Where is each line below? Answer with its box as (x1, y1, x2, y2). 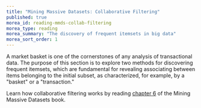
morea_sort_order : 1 (6, 36, 58, 42)
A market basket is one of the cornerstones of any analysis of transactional (6, 53, 193, 60)
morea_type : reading (6, 25, 58, 32)
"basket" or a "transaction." (6, 78, 75, 85)
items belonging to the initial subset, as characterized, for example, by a (6, 72, 185, 79)
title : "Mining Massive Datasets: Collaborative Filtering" (6, 8, 161, 15)
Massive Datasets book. (6, 96, 66, 103)
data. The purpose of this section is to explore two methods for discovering (6, 59, 193, 66)
